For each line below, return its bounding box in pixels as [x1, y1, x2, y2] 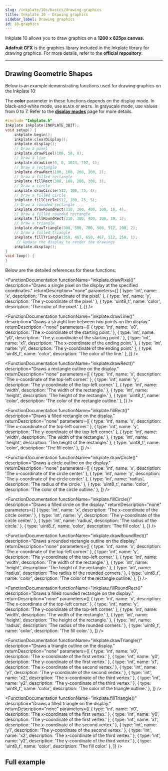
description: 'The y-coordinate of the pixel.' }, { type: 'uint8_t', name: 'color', [5, 298, 161, 304]
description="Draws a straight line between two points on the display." [5, 319, 150, 325]
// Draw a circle [14, 184, 50, 189]
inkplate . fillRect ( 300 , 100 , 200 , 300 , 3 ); [14, 179, 106, 184]
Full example [5, 757, 46, 766]
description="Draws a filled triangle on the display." [5, 701, 111, 707]
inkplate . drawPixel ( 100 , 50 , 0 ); [14, 151, 84, 156]
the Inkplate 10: [5, 88, 36, 94]
